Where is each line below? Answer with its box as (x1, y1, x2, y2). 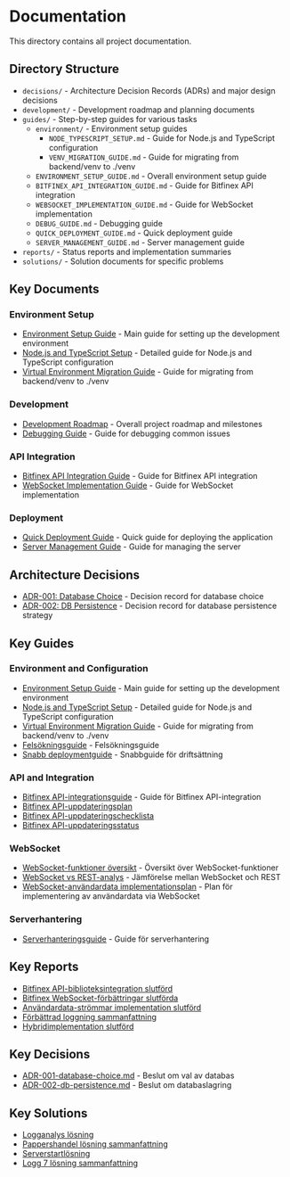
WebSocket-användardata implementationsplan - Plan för (21, 881, 233, 893)
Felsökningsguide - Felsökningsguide (21, 739, 160, 750)
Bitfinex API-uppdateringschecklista (21, 811, 154, 821)
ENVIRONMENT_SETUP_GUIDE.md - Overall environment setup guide (35, 170, 267, 181)
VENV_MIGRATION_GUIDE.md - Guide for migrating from (48, 152, 239, 162)
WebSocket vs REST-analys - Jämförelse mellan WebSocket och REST (21, 872, 281, 883)
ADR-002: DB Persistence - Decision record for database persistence (21, 600, 278, 612)
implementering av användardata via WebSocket (21, 891, 200, 901)
